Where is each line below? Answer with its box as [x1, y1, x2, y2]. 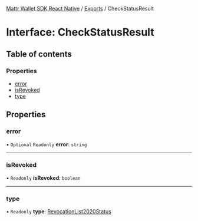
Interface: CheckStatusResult [6, 26, 154, 39]
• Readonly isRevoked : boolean [6, 174, 81, 182]
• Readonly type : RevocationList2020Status [6, 208, 112, 215]
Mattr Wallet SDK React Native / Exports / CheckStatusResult [6, 5, 154, 12]
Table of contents [6, 49, 72, 59]
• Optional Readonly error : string [6, 141, 87, 148]
